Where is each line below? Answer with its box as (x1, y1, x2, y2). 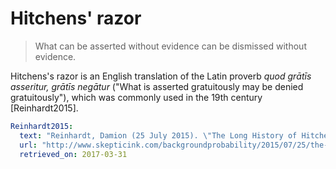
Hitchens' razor (10, 7, 142, 30)
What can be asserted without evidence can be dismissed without (34, 40, 307, 52)
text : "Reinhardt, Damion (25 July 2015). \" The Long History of (19, 130, 298, 141)
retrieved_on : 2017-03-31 (19, 149, 128, 159)
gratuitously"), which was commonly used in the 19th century (10, 91, 263, 103)
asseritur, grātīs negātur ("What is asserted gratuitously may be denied (10, 80, 304, 92)
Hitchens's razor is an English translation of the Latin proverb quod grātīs (10, 70, 312, 82)
